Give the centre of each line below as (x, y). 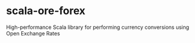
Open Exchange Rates (33, 33)
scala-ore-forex (46, 11)
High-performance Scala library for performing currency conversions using (98, 27)
